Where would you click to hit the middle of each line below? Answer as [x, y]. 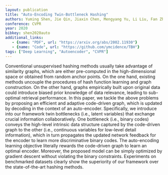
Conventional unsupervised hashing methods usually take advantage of [79, 66]
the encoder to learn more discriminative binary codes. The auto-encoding [82, 140]
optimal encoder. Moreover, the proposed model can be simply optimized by [84, 151]
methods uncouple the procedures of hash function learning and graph [78, 82]
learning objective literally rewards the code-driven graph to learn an [76, 145]
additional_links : [24, 38]
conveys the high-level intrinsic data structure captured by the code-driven [83, 124]
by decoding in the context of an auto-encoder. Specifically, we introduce [81, 108]
